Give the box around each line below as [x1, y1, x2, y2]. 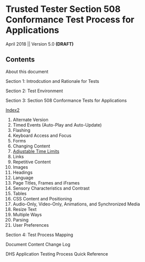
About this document [5, 68, 48, 74]
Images [12, 164, 28, 170]
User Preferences [12, 222, 49, 228]
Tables [12, 190, 27, 196]
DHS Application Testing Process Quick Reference [5, 251, 108, 257]
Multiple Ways [12, 211, 42, 217]
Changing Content [12, 143, 50, 149]
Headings [12, 169, 33, 175]
